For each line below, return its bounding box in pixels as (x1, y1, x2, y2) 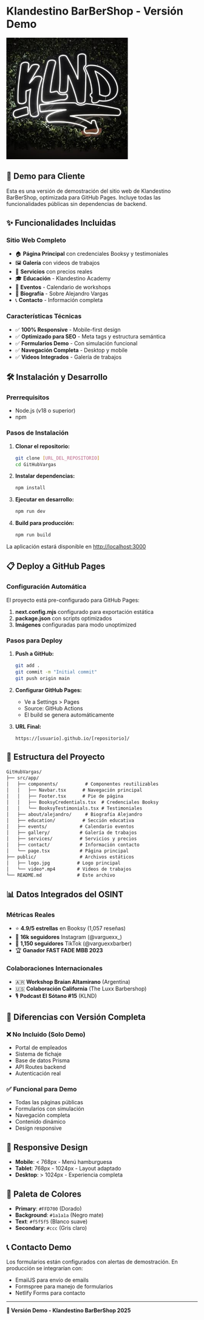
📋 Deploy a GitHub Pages (6, 561, 106, 572)
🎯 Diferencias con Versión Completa (6, 1012, 146, 1022)
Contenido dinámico (15, 1118, 66, 1126)
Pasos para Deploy (6, 636, 63, 645)
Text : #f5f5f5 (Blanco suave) (15, 1218, 88, 1225)
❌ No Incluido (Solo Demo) (6, 1030, 86, 1039)
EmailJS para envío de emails (15, 1276, 89, 1284)
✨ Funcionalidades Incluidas (6, 218, 117, 229)
